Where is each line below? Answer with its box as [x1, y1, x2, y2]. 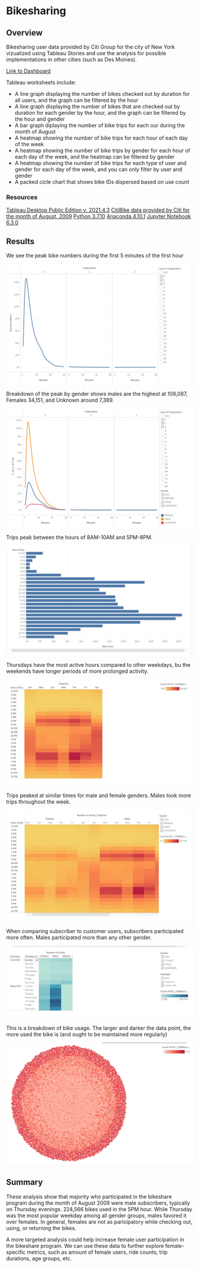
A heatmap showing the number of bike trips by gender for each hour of [14, 147, 190, 154]
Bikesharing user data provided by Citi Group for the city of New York [6, 43, 176, 50]
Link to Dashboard [6, 67, 51, 75]
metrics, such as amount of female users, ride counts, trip [27, 1248, 168, 1256]
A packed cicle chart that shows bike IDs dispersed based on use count [14, 179, 190, 185]
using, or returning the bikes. [6, 1224, 77, 1231]
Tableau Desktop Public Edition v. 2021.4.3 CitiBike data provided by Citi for [6, 207, 190, 214]
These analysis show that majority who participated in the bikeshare [6, 1193, 173, 1200]
